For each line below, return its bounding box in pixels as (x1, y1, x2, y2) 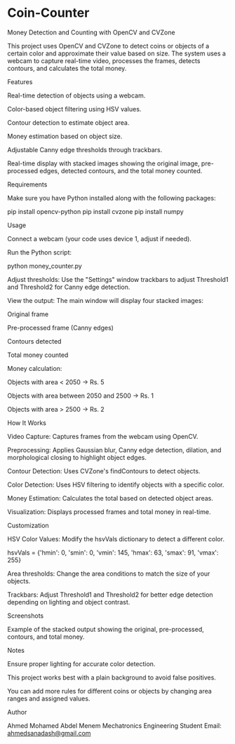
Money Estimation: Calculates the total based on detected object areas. (7, 494, 214, 502)
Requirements (7, 180, 48, 189)
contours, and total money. (7, 633, 85, 641)
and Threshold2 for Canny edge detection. (7, 283, 130, 291)
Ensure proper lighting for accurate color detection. (7, 659, 156, 668)
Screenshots (7, 611, 44, 620)
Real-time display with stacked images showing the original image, (7, 159, 200, 168)
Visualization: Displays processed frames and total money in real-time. (7, 507, 211, 516)
